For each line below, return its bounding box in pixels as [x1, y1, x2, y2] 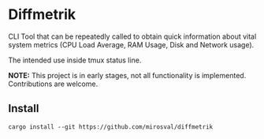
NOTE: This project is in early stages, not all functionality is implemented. [8, 70, 247, 80]
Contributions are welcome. [8, 79, 99, 88]
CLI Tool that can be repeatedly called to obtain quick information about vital [8, 32, 257, 41]
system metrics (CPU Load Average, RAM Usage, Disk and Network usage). [8, 39, 255, 49]
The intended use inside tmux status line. [8, 55, 142, 65]
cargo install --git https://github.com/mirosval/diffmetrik [8, 122, 214, 131]
